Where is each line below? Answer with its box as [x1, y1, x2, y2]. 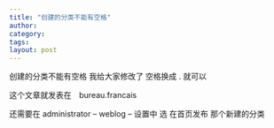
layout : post [9, 46, 58, 55]
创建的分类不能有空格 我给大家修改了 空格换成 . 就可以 [9, 72, 207, 82]
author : [9, 21, 38, 30]
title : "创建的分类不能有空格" [9, 12, 112, 22]
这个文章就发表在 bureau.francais [9, 90, 137, 101]
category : [9, 29, 46, 38]
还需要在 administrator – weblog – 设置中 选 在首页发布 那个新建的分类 [9, 109, 265, 119]
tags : [9, 37, 29, 47]
